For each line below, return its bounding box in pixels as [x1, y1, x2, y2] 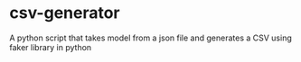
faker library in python [9, 41, 92, 52]
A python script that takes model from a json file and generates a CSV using [9, 32, 292, 43]
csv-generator [9, 3, 120, 23]
